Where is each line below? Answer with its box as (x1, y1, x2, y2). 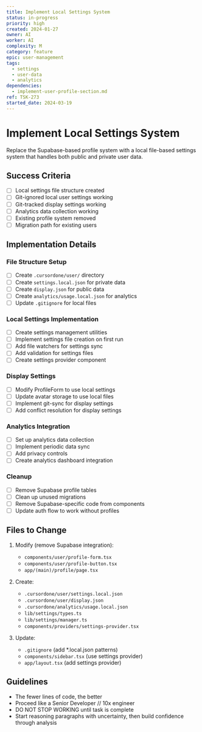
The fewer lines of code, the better (15, 693, 102, 700)
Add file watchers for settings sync (15, 343, 103, 350)
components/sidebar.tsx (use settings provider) (24, 652, 143, 660)
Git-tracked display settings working (15, 200, 106, 208)
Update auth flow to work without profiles (15, 507, 120, 514)
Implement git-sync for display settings (15, 400, 114, 407)
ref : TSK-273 (6, 94, 40, 100)
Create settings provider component (15, 356, 106, 364)
